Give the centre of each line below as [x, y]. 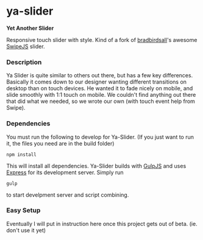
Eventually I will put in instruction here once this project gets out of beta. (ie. [102, 224]
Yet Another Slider [30, 28]
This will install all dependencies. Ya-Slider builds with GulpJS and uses [96, 166]
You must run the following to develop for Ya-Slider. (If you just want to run [100, 137]
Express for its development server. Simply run [65, 172]
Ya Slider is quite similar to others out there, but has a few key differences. [100, 76]
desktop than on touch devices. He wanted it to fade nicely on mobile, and [100, 88]
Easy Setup [23, 210]
